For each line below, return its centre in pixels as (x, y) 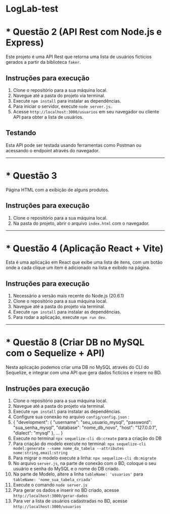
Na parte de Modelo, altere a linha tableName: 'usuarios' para (78, 474)
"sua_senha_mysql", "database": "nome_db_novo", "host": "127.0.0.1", (85, 427)
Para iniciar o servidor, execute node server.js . (62, 106)
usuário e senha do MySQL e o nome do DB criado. (66, 469)
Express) (25, 43)
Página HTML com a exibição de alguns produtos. (58, 190)
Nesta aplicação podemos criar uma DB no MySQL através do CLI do (77, 367)
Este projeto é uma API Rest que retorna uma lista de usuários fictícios (79, 57)
